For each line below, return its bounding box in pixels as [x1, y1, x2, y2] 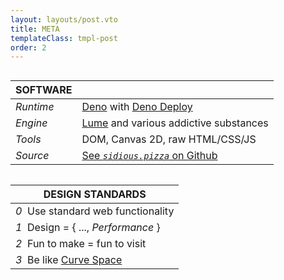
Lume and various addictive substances [81, 116, 269, 130]
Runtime [15, 100, 55, 114]
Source [15, 149, 50, 163]
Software [15, 83, 73, 97]
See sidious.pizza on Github [81, 149, 218, 163]
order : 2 [10, 42, 47, 53]
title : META [10, 24, 60, 34]
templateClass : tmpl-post [10, 33, 118, 43]
